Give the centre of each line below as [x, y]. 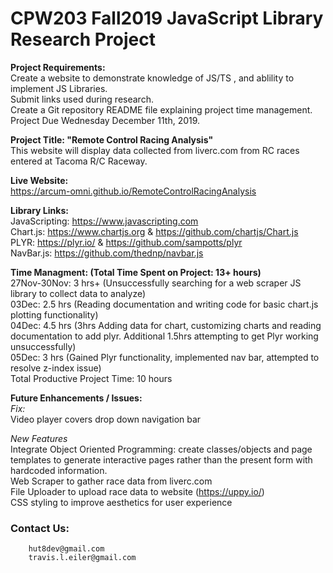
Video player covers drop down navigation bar [106, 419]
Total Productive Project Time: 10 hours [91, 378]
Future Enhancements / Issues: [76, 398]
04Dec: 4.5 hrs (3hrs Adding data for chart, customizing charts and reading [166, 325]
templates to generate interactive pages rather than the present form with [161, 459]
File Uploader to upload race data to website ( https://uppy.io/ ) [137, 491]
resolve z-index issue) [56, 368]
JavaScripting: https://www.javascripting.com [104, 221]
